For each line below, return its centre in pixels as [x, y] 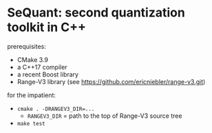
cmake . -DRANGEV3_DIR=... [56, 109]
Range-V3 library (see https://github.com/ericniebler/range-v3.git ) [111, 81]
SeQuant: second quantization [96, 13]
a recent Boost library [48, 74]
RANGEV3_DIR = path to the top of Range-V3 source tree [105, 116]
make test [31, 123]
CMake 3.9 [32, 59]
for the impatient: [32, 95]
